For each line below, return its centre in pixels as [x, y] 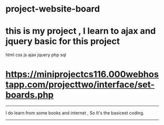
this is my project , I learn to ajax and [81, 31]
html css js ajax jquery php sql [36, 55]
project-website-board [53, 9]
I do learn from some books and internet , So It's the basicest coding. [75, 113]
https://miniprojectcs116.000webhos [82, 74]
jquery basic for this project [63, 41]
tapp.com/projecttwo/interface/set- [80, 85]
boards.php [30, 95]
